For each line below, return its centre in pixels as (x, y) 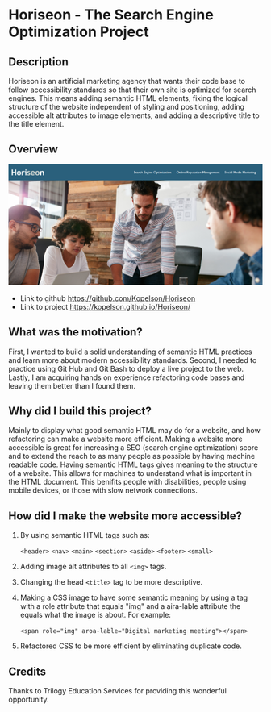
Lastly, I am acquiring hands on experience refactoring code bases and (127, 377)
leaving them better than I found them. (72, 385)
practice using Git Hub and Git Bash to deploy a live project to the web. (126, 368)
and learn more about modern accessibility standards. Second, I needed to (133, 360)
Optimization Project (79, 32)
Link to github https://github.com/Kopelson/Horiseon (108, 298)
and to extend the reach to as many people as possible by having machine (132, 456)
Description (38, 62)
